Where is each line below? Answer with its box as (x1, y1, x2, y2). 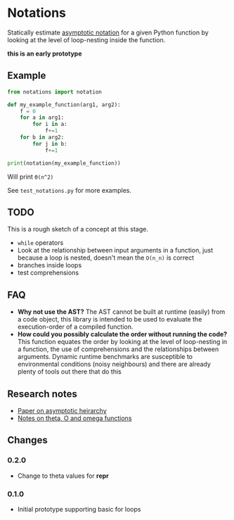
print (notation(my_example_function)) (7, 160, 121, 167)
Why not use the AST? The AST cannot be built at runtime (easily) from (17, 307, 226, 316)
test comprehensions (17, 269, 79, 277)
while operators (17, 239, 64, 247)
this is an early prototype (7, 49, 82, 58)
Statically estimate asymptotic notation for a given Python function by (7, 28, 209, 37)
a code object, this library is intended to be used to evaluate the (17, 315, 202, 324)
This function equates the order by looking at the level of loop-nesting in (17, 338, 228, 346)
